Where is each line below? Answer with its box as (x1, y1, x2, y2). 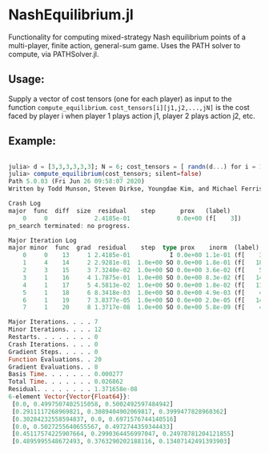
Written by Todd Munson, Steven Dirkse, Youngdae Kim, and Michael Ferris (8, 185, 263, 194)
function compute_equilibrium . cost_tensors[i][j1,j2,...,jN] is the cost (8, 102, 250, 112)
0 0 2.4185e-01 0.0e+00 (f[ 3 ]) (22, 214, 242, 222)
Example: (8, 134, 56, 148)
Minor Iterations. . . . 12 (8, 325, 102, 334)
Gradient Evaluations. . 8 (8, 363, 98, 371)
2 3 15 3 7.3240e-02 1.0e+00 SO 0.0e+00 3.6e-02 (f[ (22, 267, 246, 275)
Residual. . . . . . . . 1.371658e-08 (8, 386, 138, 394)
